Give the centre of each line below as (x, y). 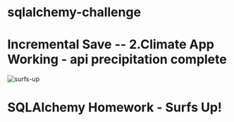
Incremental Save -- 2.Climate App (111, 45)
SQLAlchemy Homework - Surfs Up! (115, 108)
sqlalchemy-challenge (74, 12)
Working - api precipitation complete (117, 60)
